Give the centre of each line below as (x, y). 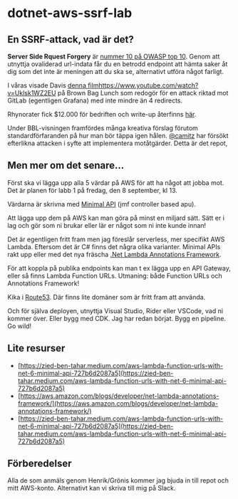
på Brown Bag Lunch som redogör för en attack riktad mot (143, 93)
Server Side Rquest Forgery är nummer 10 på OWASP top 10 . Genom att (114, 56)
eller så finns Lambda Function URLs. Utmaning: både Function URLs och (115, 275)
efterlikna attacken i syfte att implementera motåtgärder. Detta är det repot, (118, 143)
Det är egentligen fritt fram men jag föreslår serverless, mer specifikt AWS (116, 239)
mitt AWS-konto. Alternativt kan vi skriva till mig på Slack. (92, 488)
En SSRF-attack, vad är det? (71, 40)
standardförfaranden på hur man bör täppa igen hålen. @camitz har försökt (118, 136)
